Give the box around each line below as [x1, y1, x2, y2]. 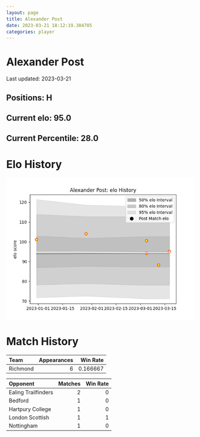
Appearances [38, 356, 74, 363]
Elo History [6, 157, 62, 171]
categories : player [6, 29, 55, 35]
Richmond [8, 365, 34, 372]
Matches [58, 380, 81, 387]
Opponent [8, 380, 35, 387]
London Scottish [8, 414, 50, 421]
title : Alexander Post [6, 16, 63, 22]
